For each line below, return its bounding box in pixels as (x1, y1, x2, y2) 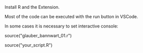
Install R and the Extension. (4, 4, 60, 10)
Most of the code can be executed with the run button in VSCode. (4, 14, 139, 19)
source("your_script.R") (4, 42, 53, 48)
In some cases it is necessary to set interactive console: (4, 23, 119, 29)
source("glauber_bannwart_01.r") (4, 33, 72, 38)
